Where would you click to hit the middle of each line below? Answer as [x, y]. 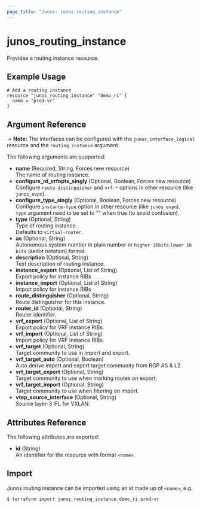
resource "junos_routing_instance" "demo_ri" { [67, 96]
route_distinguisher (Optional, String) [62, 296]
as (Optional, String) [40, 238]
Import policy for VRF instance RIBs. [60, 340]
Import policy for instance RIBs [53, 289]
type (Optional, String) [43, 220]
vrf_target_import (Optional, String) [59, 385]
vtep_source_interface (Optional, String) [66, 397]
